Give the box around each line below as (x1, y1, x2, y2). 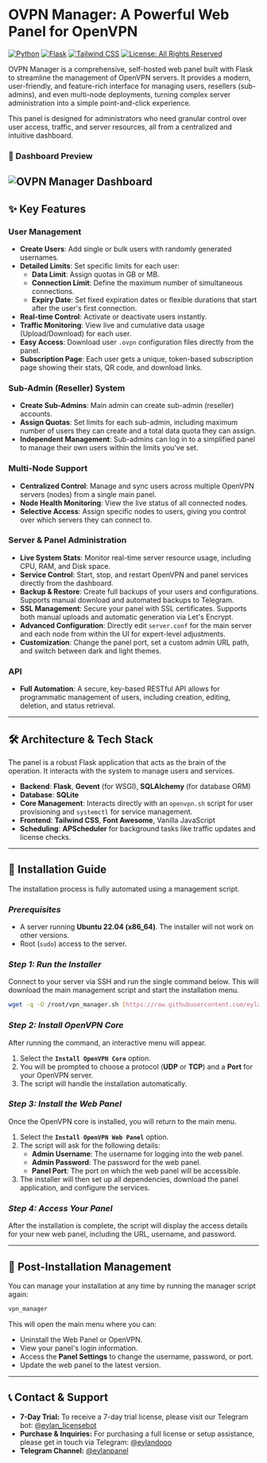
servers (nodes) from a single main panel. (19, 489, 157, 499)
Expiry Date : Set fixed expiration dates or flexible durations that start (31, 295, 257, 304)
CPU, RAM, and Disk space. (19, 561, 111, 571)
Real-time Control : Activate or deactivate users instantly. (19, 312, 207, 321)
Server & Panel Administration (8, 535, 127, 546)
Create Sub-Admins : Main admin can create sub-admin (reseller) (19, 401, 234, 410)
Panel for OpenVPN (8, 22, 138, 41)
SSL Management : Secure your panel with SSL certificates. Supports (19, 603, 247, 613)
